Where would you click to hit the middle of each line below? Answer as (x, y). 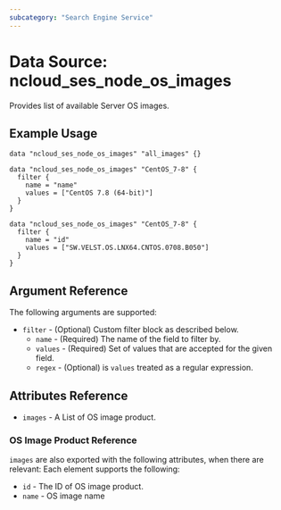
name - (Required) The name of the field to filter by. (128, 339)
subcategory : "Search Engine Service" (81, 17)
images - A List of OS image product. (89, 417)
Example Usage (54, 134)
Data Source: (58, 61)
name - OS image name (63, 496)
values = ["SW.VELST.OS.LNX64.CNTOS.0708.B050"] (117, 248)
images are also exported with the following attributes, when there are (137, 460)
